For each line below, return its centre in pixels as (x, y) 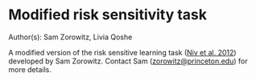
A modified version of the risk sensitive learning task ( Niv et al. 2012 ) (122, 52)
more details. (30, 69)
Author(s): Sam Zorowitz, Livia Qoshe (70, 37)
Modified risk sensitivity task (108, 15)
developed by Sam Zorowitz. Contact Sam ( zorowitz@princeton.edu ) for (128, 61)
